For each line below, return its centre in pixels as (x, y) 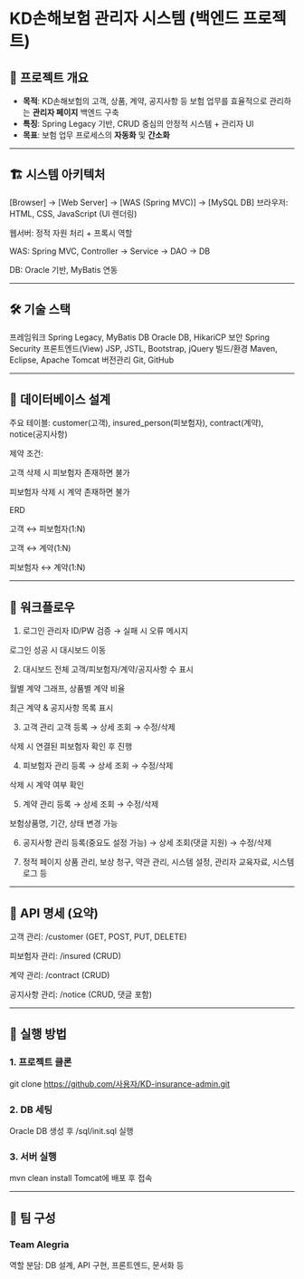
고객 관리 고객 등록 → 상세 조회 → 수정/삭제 (99, 727)
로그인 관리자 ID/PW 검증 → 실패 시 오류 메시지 (105, 631)
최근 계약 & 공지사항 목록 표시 (62, 708)
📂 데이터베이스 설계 (60, 400)
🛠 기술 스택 (40, 310)
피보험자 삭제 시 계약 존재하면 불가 (70, 492)
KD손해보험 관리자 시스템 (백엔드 (124, 19)
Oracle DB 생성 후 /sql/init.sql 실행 (71, 1131)
